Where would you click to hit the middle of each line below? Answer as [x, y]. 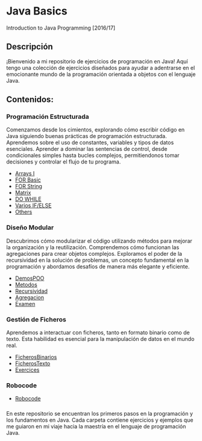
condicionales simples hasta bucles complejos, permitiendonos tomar [93, 156]
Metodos [26, 284]
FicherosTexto [33, 364]
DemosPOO [30, 278]
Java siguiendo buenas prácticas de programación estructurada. [87, 136]
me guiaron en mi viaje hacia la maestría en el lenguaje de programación [96, 427]
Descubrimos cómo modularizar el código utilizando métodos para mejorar [99, 241]
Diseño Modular [30, 227]
